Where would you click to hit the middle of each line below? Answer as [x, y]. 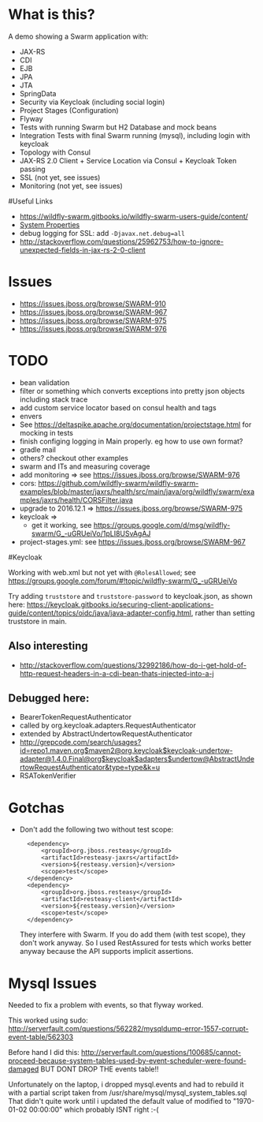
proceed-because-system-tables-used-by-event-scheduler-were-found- [127, 1061]
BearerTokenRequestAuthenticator [76, 717]
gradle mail [38, 449]
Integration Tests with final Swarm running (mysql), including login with [135, 135]
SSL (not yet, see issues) [60, 177]
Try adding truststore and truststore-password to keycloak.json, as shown [131, 596]
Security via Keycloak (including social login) [92, 102]
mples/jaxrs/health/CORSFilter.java [76, 499]
